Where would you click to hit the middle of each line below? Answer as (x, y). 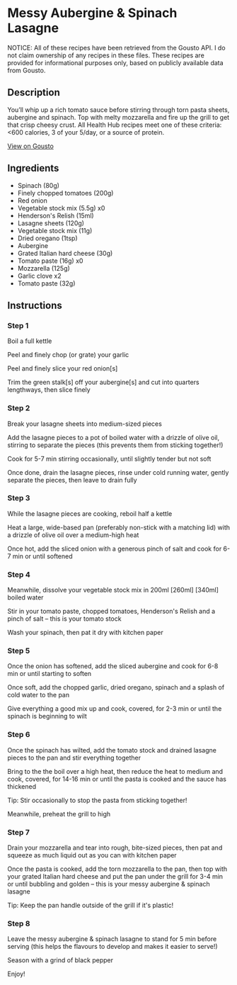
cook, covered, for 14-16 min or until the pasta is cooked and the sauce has (117, 779)
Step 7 (18, 832)
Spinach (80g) (39, 185)
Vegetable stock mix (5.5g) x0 (61, 208)
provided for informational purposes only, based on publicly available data (116, 62)
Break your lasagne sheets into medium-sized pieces (85, 424)
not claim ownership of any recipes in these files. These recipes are (106, 55)
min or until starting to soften (50, 674)
